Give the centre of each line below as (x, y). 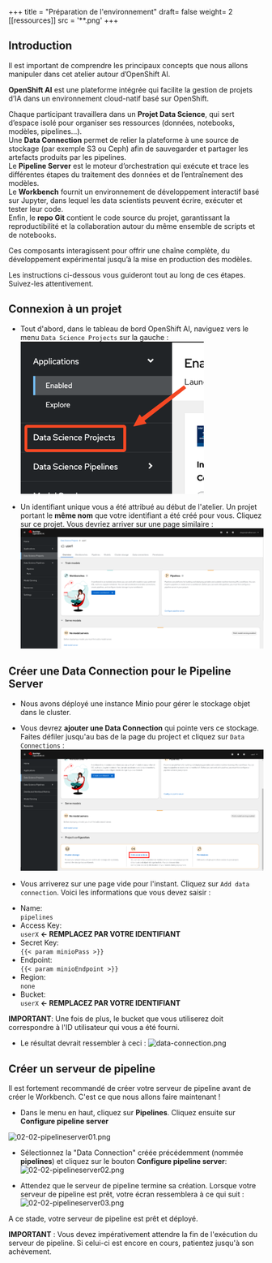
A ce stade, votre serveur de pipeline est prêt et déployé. (103, 1218)
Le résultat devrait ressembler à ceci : (83, 1043)
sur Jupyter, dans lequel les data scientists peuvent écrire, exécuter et (125, 200)
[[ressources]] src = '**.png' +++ (64, 20)
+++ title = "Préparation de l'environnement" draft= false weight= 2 (121, 12)
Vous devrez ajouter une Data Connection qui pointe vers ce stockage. (139, 728)
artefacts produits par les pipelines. (68, 157)
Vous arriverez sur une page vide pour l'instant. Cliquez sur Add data (135, 884)
